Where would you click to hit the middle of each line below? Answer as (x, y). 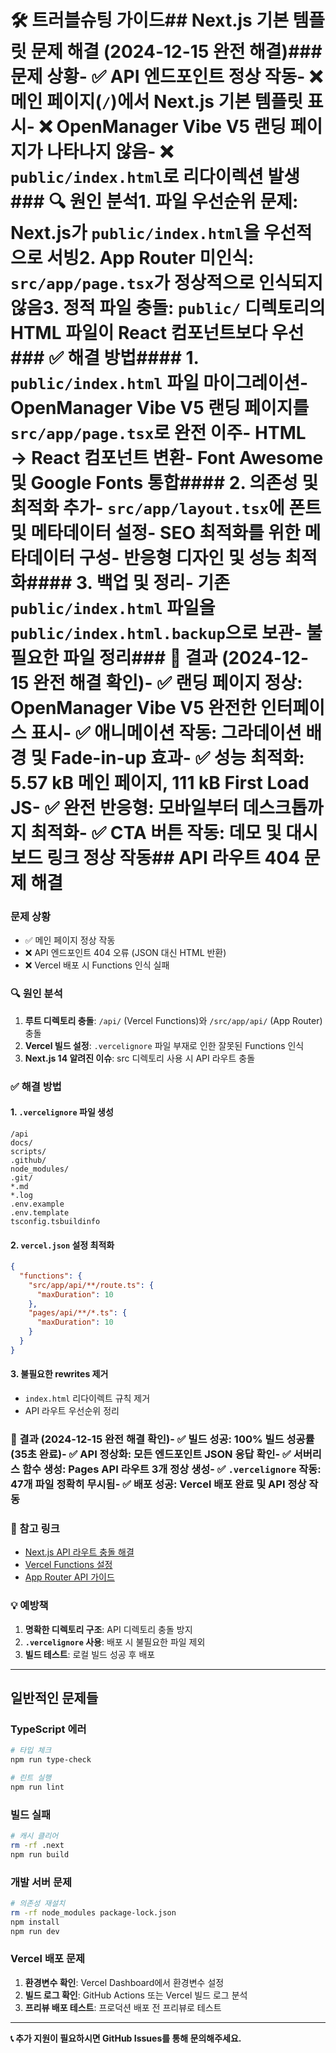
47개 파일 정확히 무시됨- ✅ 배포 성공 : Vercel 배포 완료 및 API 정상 (158, 1484)
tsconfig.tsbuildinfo (55, 1221)
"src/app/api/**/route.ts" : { (91, 1285)
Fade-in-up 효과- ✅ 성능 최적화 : (177, 758)
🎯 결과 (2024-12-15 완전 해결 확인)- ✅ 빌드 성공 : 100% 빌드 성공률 (162, 1439)
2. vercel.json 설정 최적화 (62, 1245)
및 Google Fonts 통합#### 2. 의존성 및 (164, 483)
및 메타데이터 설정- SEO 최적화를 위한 (155, 533)
